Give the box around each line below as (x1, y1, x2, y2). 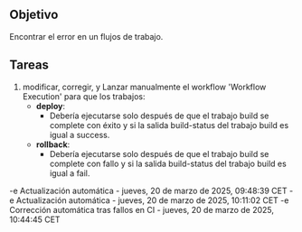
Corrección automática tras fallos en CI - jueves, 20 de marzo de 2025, (9, 204, 274, 215)
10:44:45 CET (9, 214, 61, 225)
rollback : (35, 139, 71, 150)
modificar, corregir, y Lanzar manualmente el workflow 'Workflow (22, 81, 267, 92)
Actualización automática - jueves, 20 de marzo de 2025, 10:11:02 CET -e (16, 194, 289, 206)
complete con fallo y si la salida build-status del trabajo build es (49, 158, 287, 169)
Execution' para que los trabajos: (22, 90, 146, 102)
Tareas (9, 58, 50, 73)
